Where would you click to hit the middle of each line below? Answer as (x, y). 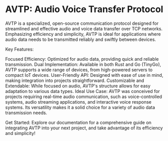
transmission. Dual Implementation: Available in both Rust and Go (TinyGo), (83, 64)
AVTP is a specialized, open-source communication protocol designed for (82, 23)
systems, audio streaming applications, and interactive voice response (78, 102)
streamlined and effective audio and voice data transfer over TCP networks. (84, 28)
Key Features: (19, 49)
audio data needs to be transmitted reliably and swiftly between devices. (81, 39)
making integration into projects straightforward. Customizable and (75, 80)
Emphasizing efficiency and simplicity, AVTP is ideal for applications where (83, 34)
